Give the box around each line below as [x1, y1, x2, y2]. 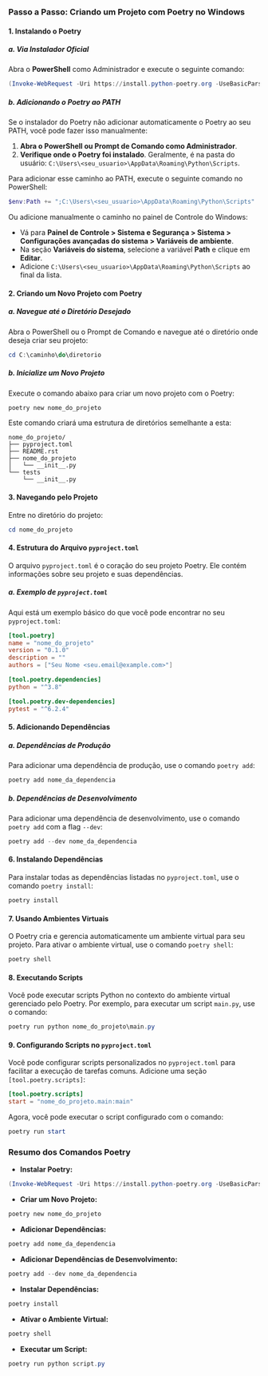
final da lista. [19, 270, 62, 280]
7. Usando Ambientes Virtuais [8, 913, 109, 923]
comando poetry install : [8, 881, 93, 891]
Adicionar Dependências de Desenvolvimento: [19, 1254, 178, 1264]
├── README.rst [8, 447, 59, 455]
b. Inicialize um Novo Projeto [8, 368, 105, 378]
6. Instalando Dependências [8, 854, 104, 865]
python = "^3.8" [8, 682, 62, 691]
